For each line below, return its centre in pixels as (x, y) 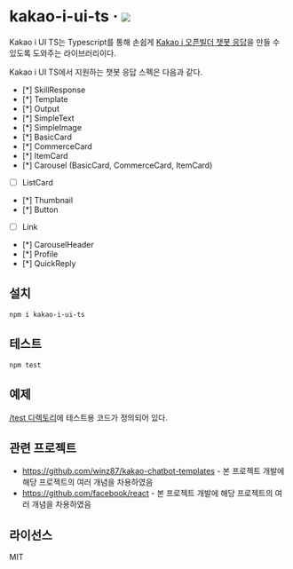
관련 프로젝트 (43, 448)
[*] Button (40, 209)
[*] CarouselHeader (58, 245)
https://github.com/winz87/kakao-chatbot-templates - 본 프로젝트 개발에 (153, 471)
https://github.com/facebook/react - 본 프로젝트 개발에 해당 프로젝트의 (147, 494)
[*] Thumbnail (48, 200)
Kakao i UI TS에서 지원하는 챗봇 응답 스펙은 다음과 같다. (106, 72)
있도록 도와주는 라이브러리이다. (63, 53)
